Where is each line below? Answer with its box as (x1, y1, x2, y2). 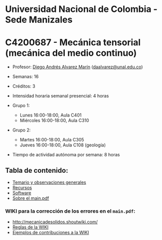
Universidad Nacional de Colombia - (5, 3, 158, 15)
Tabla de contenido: (5, 166, 68, 175)
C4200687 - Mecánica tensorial (5, 37, 141, 48)
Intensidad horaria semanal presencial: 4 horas (12, 93, 109, 99)
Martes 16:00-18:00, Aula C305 (19, 137, 84, 143)
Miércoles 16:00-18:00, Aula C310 (19, 118, 89, 123)
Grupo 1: (12, 103, 30, 109)
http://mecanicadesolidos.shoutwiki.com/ (12, 219, 98, 225)
